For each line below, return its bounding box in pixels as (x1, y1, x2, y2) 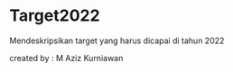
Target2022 (9, 5, 101, 26)
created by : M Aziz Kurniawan (9, 52, 124, 63)
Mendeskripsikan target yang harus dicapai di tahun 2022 (9, 35, 225, 46)
